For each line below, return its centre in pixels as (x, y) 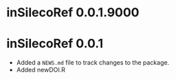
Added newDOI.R (41, 70)
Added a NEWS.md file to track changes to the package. (93, 63)
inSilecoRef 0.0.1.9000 (73, 13)
